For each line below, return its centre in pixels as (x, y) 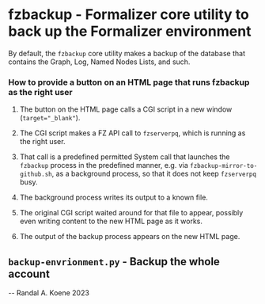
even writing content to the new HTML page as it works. (111, 221)
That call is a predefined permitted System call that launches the (125, 157)
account (29, 274)
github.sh (36, 175)
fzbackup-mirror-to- (223, 166)
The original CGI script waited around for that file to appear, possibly (131, 213)
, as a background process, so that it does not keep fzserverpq (154, 174)
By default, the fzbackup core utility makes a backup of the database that (127, 53)
